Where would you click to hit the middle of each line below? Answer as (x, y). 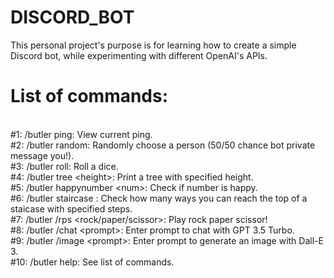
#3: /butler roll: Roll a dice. (64, 166)
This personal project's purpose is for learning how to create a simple (153, 45)
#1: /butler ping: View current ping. (81, 134)
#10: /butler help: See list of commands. (92, 262)
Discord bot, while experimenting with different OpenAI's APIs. (139, 55)
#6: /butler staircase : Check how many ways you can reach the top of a (159, 198)
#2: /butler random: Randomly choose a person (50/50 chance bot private (163, 145)
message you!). (42, 155)
